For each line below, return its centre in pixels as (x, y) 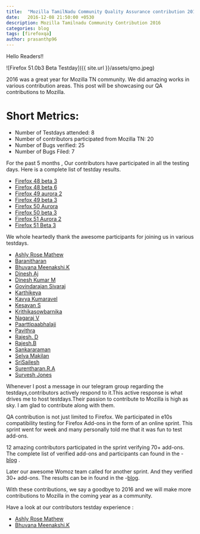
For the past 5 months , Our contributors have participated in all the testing (98, 163)
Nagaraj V (27, 318)
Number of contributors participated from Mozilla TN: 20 (84, 139)
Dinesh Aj (26, 273)
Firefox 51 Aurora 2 (38, 218)
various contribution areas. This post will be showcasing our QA (84, 86)
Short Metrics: (43, 116)
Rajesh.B (26, 343)
